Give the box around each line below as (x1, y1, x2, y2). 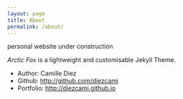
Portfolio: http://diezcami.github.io (17, 84, 116, 93)
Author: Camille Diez (17, 69, 77, 77)
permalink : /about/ (7, 23, 64, 30)
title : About (7, 17, 45, 24)
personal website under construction (7, 43, 113, 51)
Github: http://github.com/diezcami (17, 77, 119, 85)
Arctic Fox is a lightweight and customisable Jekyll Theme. (7, 56, 176, 64)
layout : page (7, 10, 45, 17)
